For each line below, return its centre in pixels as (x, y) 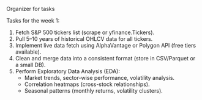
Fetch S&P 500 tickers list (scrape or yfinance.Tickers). (85, 32)
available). (28, 52)
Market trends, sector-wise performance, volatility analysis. (99, 78)
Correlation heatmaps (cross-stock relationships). (87, 84)
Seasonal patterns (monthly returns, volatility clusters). (94, 91)
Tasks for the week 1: (33, 20)
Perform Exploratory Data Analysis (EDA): (68, 71)
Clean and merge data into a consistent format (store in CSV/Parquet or (105, 58)
